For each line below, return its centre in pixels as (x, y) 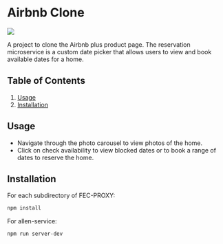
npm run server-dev (35, 234)
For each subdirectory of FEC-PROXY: (61, 196)
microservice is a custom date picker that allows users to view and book (109, 52)
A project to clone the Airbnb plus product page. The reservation (99, 44)
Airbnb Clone (46, 13)
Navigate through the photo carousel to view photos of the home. (110, 143)
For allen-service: (32, 221)
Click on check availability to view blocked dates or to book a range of (117, 150)
